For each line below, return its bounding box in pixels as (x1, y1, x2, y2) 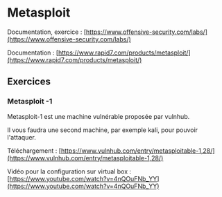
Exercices (7, 76, 51, 88)
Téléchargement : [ (7, 147, 61, 155)
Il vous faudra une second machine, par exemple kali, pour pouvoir (7, 126, 198, 134)
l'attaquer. (7, 133, 36, 141)
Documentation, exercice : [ (7, 28, 87, 36)
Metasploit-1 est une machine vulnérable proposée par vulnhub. (7, 112, 190, 120)
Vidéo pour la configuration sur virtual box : (7, 167, 132, 176)
